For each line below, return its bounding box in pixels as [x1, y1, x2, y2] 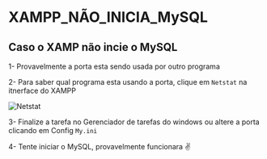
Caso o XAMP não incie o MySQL [8, 40, 178, 54]
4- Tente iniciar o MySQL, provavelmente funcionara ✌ [8, 142, 191, 151]
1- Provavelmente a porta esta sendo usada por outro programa [8, 61, 220, 71]
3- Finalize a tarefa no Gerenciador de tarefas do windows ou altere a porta [8, 117, 261, 127]
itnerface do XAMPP [8, 86, 77, 95]
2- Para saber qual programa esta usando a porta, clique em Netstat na [8, 77, 248, 86]
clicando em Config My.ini [8, 126, 98, 135]
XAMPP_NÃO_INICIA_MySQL [8, 8, 208, 27]
